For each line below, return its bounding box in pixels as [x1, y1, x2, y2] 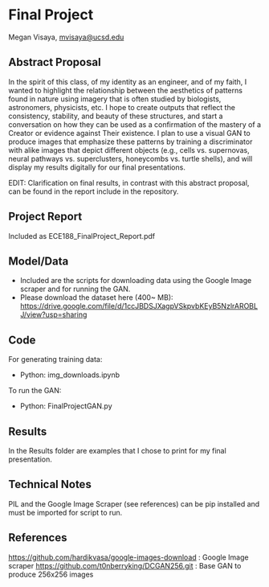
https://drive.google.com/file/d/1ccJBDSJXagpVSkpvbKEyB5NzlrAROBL [19, 302, 259, 311]
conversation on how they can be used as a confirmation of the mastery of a [8, 119, 262, 129]
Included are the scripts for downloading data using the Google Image [19, 276, 252, 285]
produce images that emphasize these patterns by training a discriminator [8, 137, 253, 146]
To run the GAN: [8, 386, 62, 396]
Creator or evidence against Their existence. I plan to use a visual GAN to [8, 128, 251, 138]
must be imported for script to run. [8, 507, 123, 517]
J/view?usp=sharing [19, 310, 88, 319]
